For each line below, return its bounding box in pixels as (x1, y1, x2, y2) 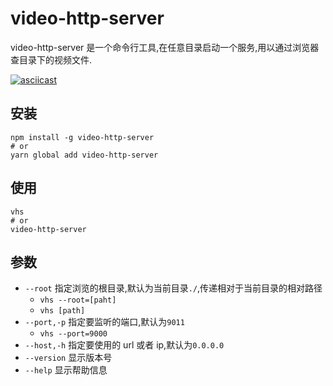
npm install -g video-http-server (10, 132, 155, 142)
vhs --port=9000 (39, 329, 108, 339)
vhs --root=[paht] (39, 295, 117, 306)
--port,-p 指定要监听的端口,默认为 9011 (24, 316, 185, 328)
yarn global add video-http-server (10, 150, 159, 160)
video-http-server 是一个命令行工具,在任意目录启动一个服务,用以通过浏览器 (10, 41, 320, 53)
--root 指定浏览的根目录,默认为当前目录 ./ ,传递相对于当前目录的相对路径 (24, 282, 323, 294)
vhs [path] (39, 306, 86, 316)
